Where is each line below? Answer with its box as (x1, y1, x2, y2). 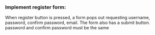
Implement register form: (5, 4, 66, 11)
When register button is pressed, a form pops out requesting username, (5, 15, 151, 21)
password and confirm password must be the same (5, 25, 109, 31)
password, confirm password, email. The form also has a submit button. (5, 20, 151, 25)
